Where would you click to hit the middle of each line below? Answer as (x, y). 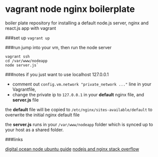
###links (14, 139)
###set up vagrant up (28, 38)
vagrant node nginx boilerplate (70, 9)
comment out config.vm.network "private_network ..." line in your (82, 84)
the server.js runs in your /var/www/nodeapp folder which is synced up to (79, 124)
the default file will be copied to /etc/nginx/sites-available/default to (79, 109)
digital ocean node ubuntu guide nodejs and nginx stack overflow (72, 149)
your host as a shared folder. (35, 130)
